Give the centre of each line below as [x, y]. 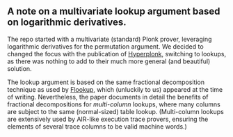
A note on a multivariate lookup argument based [114, 11]
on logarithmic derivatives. [67, 23]
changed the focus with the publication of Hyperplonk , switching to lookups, [117, 54]
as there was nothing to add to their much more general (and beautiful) [109, 61]
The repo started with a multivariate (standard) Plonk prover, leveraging [110, 39]
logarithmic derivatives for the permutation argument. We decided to [105, 46]
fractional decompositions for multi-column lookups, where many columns [114, 104]
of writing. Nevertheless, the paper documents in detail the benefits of [108, 97]
